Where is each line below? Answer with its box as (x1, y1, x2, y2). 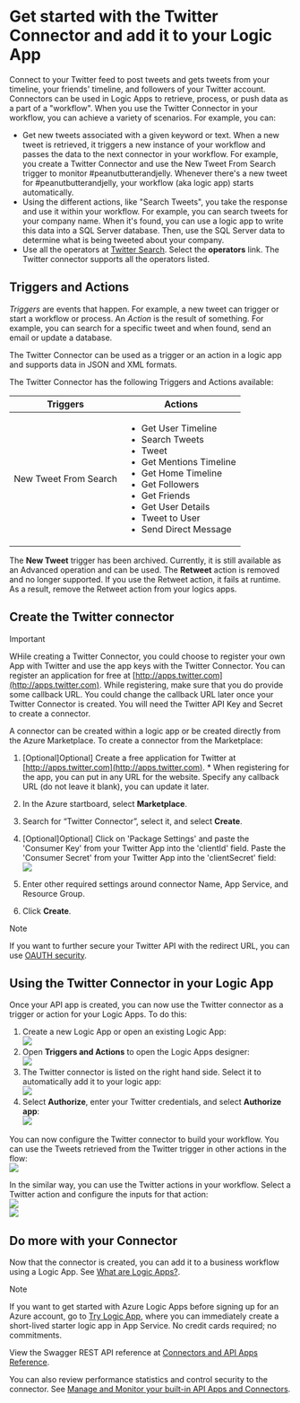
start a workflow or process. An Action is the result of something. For (9, 312, 264, 324)
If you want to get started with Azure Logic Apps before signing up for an (9, 1302, 279, 1312)
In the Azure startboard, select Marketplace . (21, 798, 188, 809)
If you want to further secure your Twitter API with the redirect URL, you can (9, 940, 290, 951)
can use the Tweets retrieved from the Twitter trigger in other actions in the (9, 1144, 287, 1154)
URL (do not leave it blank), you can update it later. (21, 781, 210, 792)
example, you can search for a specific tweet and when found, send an (9, 322, 271, 333)
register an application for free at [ (9, 670, 136, 680)
